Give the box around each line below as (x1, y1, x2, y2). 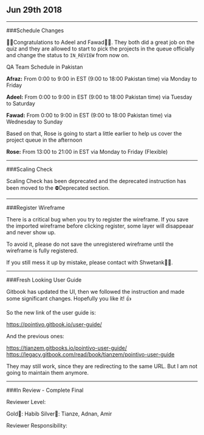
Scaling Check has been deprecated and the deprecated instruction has (6, 177, 186, 184)
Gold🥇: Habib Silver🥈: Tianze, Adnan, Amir (6, 410, 112, 417)
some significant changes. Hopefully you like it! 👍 (6, 294, 132, 302)
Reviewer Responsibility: (6, 422, 68, 429)
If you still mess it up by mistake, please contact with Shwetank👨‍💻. (6, 259, 173, 266)
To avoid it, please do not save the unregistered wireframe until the (6, 240, 174, 248)
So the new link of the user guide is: (6, 308, 96, 316)
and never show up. (6, 228, 56, 236)
